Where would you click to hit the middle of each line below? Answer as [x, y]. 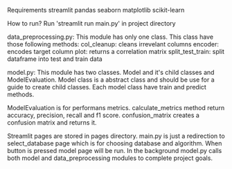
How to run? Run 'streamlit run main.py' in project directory [91, 23]
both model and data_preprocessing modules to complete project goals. [110, 158]
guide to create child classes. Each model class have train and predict [107, 87]
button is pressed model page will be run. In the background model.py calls [115, 151]
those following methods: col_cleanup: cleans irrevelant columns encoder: [113, 44]
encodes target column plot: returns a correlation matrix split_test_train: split [116, 52]
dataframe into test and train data [55, 59]
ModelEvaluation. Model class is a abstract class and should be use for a [111, 80]
